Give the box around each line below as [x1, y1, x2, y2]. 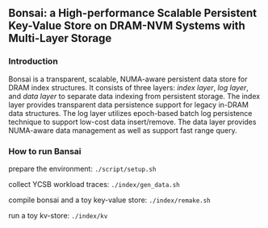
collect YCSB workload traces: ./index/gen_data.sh [8, 179, 180, 189]
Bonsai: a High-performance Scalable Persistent [8, 6, 257, 20]
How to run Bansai [8, 145, 82, 156]
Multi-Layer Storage [8, 31, 112, 45]
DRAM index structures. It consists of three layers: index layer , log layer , [8, 82, 249, 92]
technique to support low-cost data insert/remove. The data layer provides [8, 117, 257, 126]
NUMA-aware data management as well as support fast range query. [8, 125, 237, 135]
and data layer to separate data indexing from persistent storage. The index [8, 91, 261, 101]
